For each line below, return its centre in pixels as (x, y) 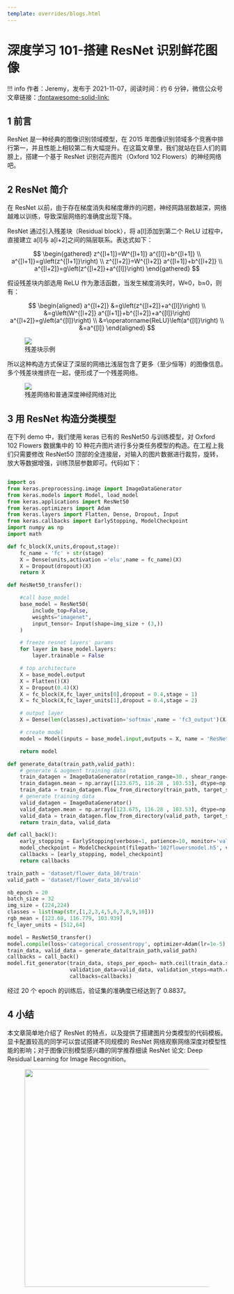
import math (24, 534)
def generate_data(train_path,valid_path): (71, 764)
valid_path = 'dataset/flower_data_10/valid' (74, 880)
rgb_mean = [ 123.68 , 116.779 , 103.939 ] (65, 918)
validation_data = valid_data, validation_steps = (140, 970)
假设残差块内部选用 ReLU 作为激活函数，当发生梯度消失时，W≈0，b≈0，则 (115, 283)
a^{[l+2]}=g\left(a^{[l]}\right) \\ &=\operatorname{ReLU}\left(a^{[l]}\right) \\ (117, 321)
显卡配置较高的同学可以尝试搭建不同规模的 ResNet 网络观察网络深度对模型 (114, 1041)
